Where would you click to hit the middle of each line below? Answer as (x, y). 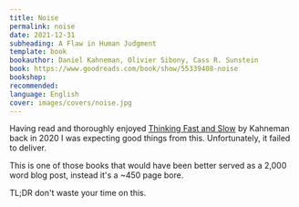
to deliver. (28, 148)
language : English (44, 94)
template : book (38, 52)
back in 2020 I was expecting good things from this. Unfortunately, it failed (150, 139)
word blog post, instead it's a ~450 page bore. (97, 175)
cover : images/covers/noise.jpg (71, 103)
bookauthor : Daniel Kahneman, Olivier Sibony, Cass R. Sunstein (134, 60)
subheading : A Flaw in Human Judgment (83, 43)
